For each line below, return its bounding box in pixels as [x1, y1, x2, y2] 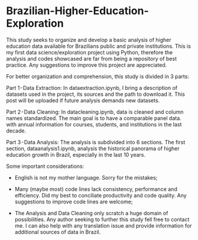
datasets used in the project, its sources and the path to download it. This [6, 90, 185, 98]
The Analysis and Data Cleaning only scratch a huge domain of [14, 209, 168, 216]
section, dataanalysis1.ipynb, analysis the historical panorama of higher [6, 145, 180, 152]
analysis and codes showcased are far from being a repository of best [6, 55, 177, 62]
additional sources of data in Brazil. [14, 228, 101, 235]
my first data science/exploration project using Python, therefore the [6, 48, 173, 56]
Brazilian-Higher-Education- [6, 4, 149, 18]
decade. [6, 127, 27, 134]
